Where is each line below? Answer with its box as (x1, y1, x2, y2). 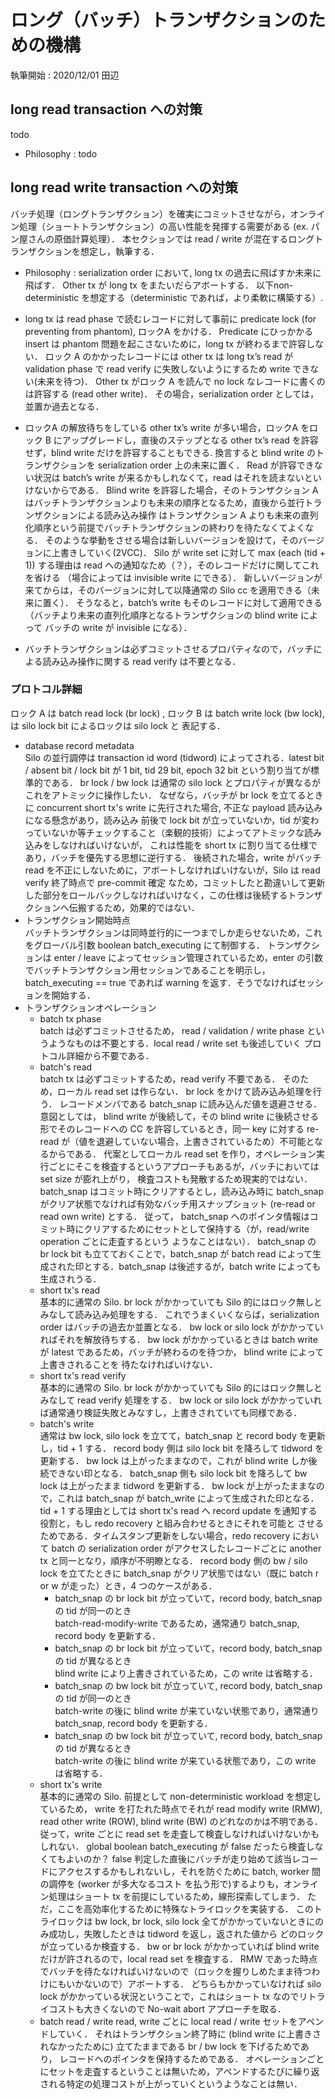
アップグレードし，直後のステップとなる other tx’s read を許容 (61, 434, 319, 446)
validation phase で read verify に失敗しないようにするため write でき (24, 362, 311, 375)
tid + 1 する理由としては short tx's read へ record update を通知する (39, 1504, 318, 1516)
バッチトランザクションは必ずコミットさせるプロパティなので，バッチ (24, 642, 314, 655)
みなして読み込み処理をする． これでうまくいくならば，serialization (39, 1308, 320, 1320)
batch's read (39, 1061, 93, 1073)
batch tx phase (39, 1012, 102, 1025)
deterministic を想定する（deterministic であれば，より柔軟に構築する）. (24, 291, 324, 303)
